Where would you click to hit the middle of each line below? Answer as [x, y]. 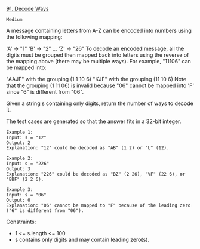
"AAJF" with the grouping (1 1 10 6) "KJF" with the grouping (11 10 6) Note [96, 79]
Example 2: [20, 158]
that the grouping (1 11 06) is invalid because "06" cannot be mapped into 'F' [100, 85]
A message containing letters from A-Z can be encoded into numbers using [99, 30]
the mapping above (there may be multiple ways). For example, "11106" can [99, 61]
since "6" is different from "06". [45, 92]
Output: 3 [19, 169]
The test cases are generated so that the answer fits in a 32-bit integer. [94, 121]
